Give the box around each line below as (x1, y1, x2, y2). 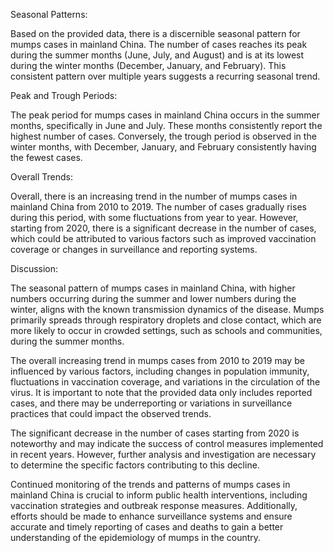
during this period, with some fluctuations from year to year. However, (10, 212, 299, 223)
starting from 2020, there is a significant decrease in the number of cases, (10, 222, 317, 234)
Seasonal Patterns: (10, 9, 88, 20)
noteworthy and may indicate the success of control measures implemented (10, 438, 324, 449)
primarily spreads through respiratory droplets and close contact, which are (10, 314, 322, 326)
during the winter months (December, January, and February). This (10, 60, 287, 71)
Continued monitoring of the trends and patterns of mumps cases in (10, 479, 291, 490)
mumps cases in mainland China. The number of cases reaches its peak (10, 39, 308, 50)
